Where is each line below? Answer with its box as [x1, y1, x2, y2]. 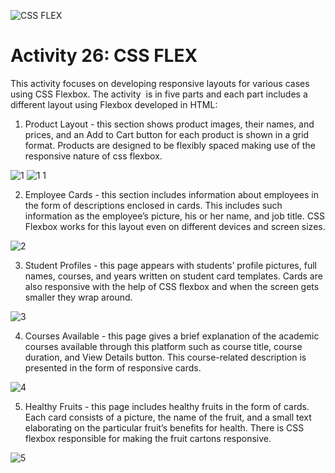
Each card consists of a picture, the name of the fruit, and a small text [24, 411, 312, 423]
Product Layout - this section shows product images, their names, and [24, 118, 315, 130]
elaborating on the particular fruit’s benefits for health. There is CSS [24, 421, 305, 434]
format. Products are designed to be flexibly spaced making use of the [24, 139, 316, 151]
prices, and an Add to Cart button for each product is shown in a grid [24, 128, 310, 140]
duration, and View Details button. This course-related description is [24, 351, 307, 363]
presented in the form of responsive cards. [24, 361, 202, 374]
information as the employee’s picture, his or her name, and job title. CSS [24, 210, 325, 222]
